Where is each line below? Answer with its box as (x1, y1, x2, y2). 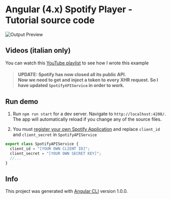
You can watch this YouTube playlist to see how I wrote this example (5, 60, 149, 66)
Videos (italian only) (5, 46, 71, 55)
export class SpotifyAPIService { (5, 142, 79, 147)
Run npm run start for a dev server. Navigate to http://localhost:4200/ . (12, 111, 166, 117)
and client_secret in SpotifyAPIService (12, 131, 97, 138)
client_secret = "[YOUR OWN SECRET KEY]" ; (10, 151, 102, 156)
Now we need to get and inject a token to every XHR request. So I (17, 77, 158, 83)
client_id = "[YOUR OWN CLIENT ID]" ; (10, 146, 90, 151)
